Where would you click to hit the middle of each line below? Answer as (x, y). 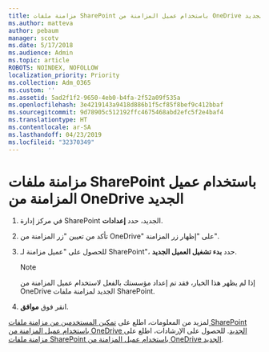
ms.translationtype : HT (48, 120)
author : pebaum (34, 30)
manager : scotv (34, 38)
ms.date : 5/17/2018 (41, 46)
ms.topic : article (39, 61)
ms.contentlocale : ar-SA (50, 127)
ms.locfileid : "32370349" (51, 142)
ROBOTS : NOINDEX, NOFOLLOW (53, 68)
